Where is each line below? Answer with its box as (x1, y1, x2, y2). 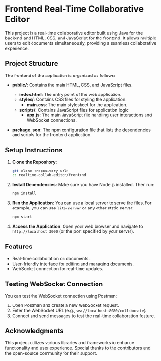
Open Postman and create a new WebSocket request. (12, 302, 120, 308)
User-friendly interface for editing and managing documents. (12, 261, 134, 266)
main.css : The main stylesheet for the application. (26, 101, 128, 108)
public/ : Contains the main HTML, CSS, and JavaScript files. (12, 82, 133, 88)
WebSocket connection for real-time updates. (12, 266, 103, 271)
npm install (12, 191, 36, 196)
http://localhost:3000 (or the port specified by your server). (12, 228, 135, 234)
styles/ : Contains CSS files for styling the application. (19, 96, 127, 102)
